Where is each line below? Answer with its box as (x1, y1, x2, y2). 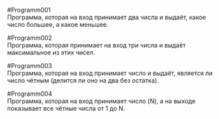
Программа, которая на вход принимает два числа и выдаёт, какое (7, 13, 207, 21)
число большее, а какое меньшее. (7, 21, 109, 28)
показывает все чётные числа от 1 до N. (7, 105, 125, 112)
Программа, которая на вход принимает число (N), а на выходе (7, 97, 196, 105)
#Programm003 (7, 62, 52, 69)
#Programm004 (7, 89, 53, 98)
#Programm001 (7, 6, 51, 14)
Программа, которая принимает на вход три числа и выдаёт (7, 41, 186, 49)
